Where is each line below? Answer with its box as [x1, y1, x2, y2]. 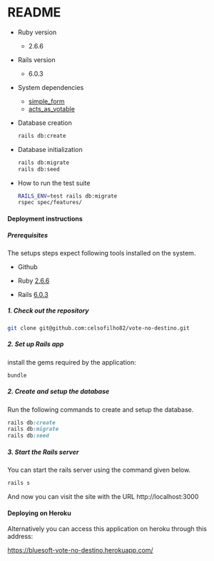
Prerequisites [7, 231, 49, 239]
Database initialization [17, 145, 83, 153]
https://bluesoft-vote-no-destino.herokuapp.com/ [7, 546, 153, 555]
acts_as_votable [28, 104, 75, 113]
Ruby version [17, 28, 57, 36]
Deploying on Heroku [7, 508, 71, 517]
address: [7, 532, 34, 541]
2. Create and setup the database [7, 387, 110, 396]
